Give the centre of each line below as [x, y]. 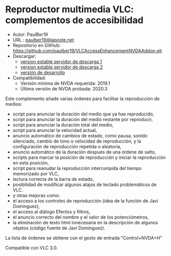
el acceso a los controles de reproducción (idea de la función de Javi [85, 201]
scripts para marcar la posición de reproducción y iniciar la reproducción [89, 157]
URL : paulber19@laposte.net [43, 40]
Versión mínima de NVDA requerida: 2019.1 [65, 83]
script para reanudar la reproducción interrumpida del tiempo [77, 168]
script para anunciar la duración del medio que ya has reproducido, [83, 114]
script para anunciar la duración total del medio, [63, 125]
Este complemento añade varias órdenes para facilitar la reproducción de [82, 99]
